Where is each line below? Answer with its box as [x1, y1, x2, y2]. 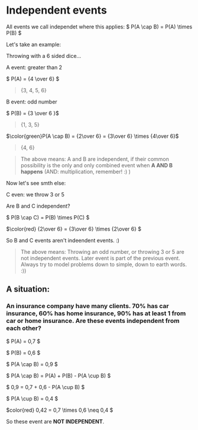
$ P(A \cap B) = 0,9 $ [6, 360, 58, 367]
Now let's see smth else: [6, 179, 66, 186]
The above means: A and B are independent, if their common [20, 155, 170, 163]
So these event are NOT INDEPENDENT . [6, 418, 105, 425]
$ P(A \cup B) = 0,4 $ [6, 395, 59, 402]
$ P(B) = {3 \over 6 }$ [6, 109, 59, 117]
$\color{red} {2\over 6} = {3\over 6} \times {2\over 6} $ [6, 225, 142, 232]
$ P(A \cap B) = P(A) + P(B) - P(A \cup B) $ [6, 372, 111, 379]
